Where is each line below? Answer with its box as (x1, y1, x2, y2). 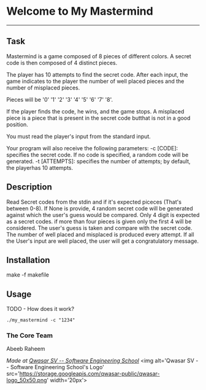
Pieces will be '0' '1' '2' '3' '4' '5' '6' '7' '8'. (6, 96, 113, 103)
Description (6, 182, 52, 193)
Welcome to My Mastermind (6, 4, 153, 18)
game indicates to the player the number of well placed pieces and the (6, 77, 185, 85)
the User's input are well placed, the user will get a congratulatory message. (6, 237, 199, 245)
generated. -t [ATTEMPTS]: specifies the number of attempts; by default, (6, 158, 191, 165)
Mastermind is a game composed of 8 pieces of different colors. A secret (6, 52, 191, 59)
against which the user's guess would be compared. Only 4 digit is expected (6, 211, 200, 218)
